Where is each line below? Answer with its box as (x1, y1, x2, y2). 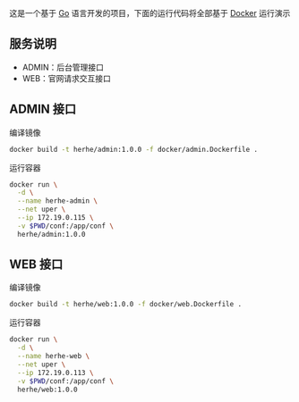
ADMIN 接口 (9, 102, 77, 117)
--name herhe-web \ (17, 352, 90, 361)
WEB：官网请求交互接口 (21, 72, 112, 83)
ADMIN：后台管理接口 (21, 62, 105, 72)
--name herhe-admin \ (17, 197, 98, 205)
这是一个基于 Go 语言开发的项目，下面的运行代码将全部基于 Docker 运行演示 (9, 8, 291, 18)
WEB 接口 (9, 257, 64, 272)
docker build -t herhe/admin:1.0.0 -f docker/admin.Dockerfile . (9, 145, 258, 154)
